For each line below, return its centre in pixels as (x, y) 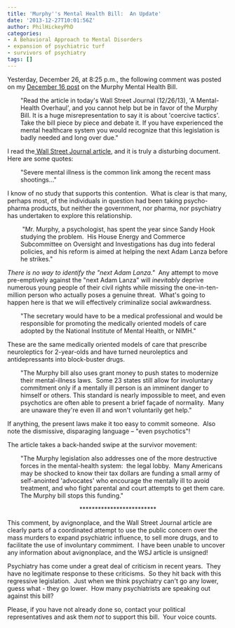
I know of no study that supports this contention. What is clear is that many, (117, 193)
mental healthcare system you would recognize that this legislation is (120, 130)
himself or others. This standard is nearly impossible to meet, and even (123, 395)
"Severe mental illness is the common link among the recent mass (116, 172)
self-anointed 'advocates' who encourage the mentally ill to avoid (115, 480)
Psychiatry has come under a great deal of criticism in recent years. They (114, 566)
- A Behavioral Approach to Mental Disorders (75, 40)
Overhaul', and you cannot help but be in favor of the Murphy (129, 108)
